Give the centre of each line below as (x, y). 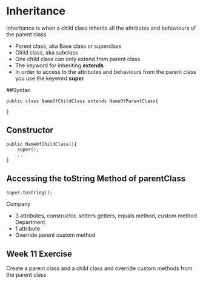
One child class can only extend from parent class (78, 59)
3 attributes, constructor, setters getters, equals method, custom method (106, 216)
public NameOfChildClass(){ (42, 144)
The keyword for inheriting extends (59, 65)
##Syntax (18, 90)
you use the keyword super (49, 78)
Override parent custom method (55, 235)
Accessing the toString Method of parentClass (96, 179)
